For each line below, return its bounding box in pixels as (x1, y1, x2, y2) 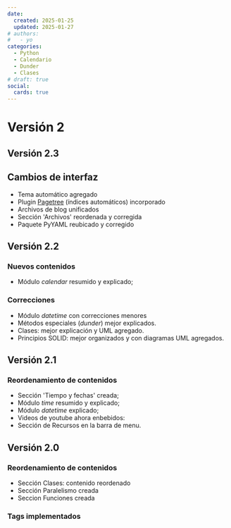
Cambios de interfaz (7, 171, 99, 183)
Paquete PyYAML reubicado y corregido (17, 220, 135, 228)
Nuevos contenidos (7, 262, 76, 271)
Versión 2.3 (7, 147, 60, 159)
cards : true (13, 89, 49, 96)
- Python (13, 50, 39, 57)
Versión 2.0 (7, 441, 60, 453)
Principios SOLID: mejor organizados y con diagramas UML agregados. (17, 333, 224, 342)
